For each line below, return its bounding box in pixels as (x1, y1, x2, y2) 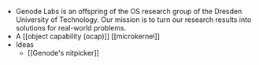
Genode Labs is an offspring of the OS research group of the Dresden (15, 7, 242, 16)
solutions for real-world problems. (15, 23, 127, 32)
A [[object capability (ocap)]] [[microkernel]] (15, 31, 160, 41)
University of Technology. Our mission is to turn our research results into (15, 15, 252, 24)
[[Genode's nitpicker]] (27, 49, 100, 57)
